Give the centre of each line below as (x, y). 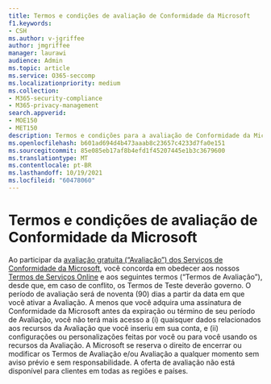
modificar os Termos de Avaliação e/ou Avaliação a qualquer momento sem (134, 353)
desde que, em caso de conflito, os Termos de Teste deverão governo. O (130, 285)
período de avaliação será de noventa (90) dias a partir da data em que (127, 294)
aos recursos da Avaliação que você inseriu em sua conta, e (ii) (114, 328)
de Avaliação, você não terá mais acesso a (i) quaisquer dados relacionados (135, 320)
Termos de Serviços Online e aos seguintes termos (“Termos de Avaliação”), (135, 277)
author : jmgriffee (39, 46)
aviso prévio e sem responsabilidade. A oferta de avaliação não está (122, 362)
